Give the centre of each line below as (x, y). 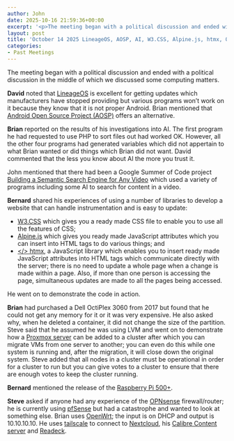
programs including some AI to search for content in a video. (94, 187)
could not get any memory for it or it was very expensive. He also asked (110, 315)
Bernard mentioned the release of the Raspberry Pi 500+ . (90, 387)
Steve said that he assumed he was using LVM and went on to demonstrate (115, 330)
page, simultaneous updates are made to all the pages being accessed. (120, 280)
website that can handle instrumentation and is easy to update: (97, 208)
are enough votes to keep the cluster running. (73, 374)
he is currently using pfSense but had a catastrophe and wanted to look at (114, 408)
